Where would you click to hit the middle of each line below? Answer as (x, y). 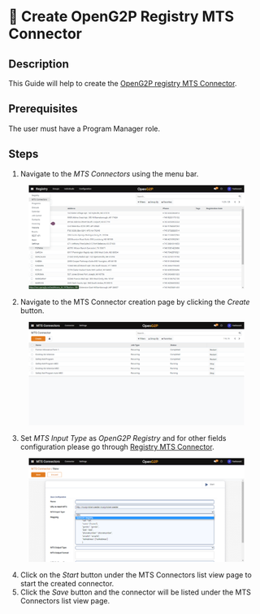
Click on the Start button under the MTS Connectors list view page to (136, 575)
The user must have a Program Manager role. (84, 128)
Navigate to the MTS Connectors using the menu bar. (109, 173)
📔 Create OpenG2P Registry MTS (121, 17)
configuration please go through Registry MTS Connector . (117, 447)
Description (39, 64)
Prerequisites (43, 109)
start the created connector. (67, 583)
